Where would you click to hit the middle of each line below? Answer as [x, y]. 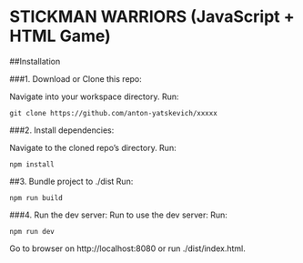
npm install [32, 164]
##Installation [35, 61]
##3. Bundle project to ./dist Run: [71, 181]
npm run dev [32, 231]
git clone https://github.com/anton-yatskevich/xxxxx [114, 113]
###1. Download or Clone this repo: [76, 78]
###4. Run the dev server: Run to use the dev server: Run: [118, 215]
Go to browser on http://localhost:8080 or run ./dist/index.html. [127, 248]
